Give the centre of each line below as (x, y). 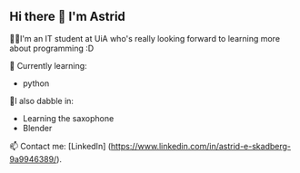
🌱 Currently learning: (49, 65)
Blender (37, 128)
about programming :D (52, 48)
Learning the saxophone (68, 118)
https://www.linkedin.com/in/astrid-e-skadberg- (201, 146)
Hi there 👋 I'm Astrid (67, 17)
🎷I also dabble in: (42, 101)
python (36, 83)
